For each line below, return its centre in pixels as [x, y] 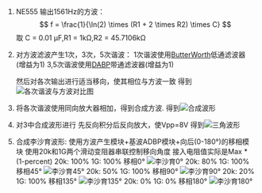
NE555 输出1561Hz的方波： [60, 11]
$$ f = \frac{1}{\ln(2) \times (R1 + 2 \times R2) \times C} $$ [135, 25]
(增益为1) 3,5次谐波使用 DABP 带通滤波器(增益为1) [95, 64]
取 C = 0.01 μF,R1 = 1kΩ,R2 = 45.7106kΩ [81, 38]
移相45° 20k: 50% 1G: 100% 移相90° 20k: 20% [135, 171]
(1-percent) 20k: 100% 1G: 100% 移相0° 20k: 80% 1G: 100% [133, 161]
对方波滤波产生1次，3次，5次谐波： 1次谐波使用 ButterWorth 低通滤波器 [131, 55]
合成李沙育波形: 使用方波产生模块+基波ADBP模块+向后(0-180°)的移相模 [133, 142]
